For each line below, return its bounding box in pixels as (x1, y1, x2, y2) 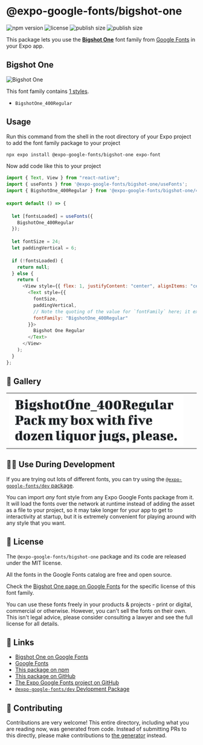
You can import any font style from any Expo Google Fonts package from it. (6, 493, 195, 500)
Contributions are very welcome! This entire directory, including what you (6, 719, 189, 726)
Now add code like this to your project (6, 162, 101, 170)
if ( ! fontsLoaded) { (11, 258, 63, 264)
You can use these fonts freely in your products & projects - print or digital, (6, 601, 193, 608)
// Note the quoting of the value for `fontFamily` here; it (33, 309, 190, 315)
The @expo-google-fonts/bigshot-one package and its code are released (6, 552, 186, 560)
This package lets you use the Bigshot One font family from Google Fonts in (6, 36, 196, 43)
